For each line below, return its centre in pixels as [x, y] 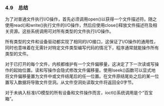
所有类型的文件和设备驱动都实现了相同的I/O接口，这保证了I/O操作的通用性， [82, 42]
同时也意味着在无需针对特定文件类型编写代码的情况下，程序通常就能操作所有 [82, 48]
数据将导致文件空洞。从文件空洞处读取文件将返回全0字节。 [77, 82]
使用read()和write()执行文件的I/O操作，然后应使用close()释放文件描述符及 [79, 25]
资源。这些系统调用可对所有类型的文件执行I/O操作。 [61, 31]
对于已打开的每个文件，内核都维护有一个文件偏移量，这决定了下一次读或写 [80, 64]
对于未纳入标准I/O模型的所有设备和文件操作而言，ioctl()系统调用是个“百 [77, 93]
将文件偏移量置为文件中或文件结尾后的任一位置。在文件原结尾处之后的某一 [80, 76]
